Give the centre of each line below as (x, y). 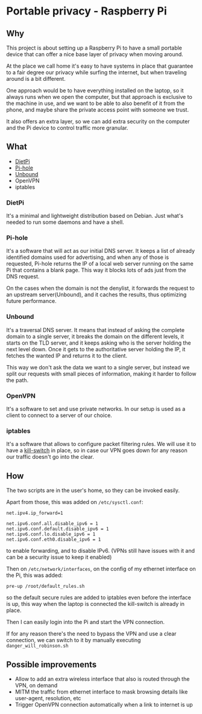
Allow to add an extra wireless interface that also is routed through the (102, 679)
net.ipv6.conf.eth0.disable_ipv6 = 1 (54, 540)
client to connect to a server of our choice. (59, 415)
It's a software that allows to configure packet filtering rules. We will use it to (101, 444)
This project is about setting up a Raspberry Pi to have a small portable (94, 48)
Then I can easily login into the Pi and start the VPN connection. (85, 622)
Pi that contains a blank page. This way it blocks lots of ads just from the (96, 270)
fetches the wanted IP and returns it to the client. (67, 355)
